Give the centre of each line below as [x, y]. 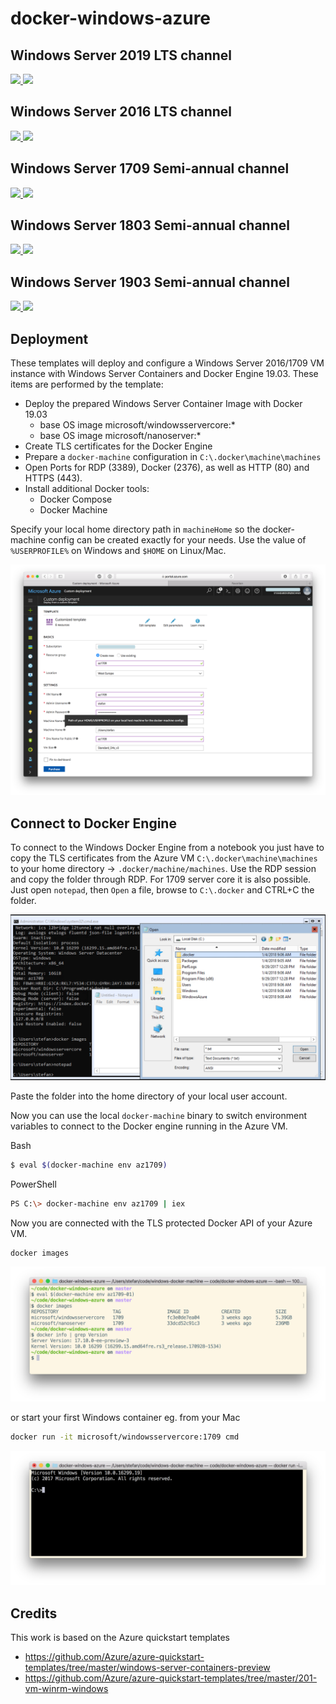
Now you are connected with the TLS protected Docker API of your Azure [161, 1223]
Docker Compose [76, 499]
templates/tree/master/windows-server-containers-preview [147, 1668]
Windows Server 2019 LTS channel [121, 55]
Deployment [49, 338]
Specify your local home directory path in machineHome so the [135, 529]
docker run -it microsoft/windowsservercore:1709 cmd [125, 1437]
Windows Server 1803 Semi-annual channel [150, 225]
